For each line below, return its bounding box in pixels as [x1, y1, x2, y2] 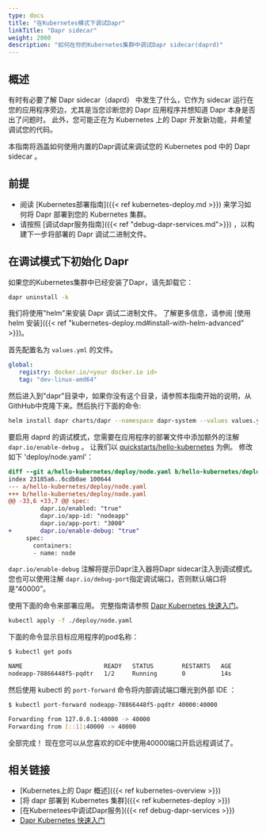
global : [8, 361, 34, 369]
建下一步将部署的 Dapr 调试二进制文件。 [19, 229, 151, 239]
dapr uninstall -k [8, 293, 69, 301]
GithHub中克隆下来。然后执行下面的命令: [8, 401, 141, 411]
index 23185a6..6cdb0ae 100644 [8, 475, 112, 483]
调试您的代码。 [8, 125, 57, 134]
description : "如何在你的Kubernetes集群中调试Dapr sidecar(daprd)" [8, 41, 223, 49]
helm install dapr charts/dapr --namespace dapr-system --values [8, 417, 228, 425]
